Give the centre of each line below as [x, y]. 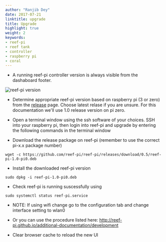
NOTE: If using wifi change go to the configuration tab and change [81, 205]
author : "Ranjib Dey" [28, 10]
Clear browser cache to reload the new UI [55, 235]
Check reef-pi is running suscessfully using [57, 187]
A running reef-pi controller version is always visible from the [75, 75]
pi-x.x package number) [37, 146]
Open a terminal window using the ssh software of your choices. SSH [84, 120]
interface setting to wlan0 [39, 211]
